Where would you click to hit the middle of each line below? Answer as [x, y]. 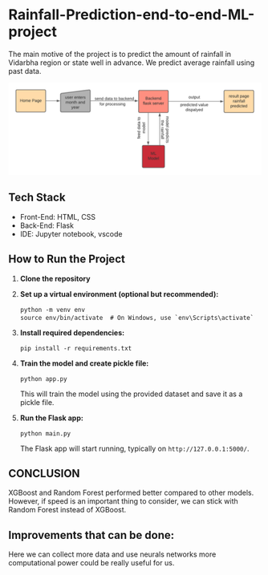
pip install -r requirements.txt [76, 348]
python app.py [43, 379]
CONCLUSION [44, 474]
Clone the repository [55, 278]
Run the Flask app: [52, 418]
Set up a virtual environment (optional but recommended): [119, 294]
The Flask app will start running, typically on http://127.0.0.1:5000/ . [134, 448]
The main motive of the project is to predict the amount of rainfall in [120, 54]
